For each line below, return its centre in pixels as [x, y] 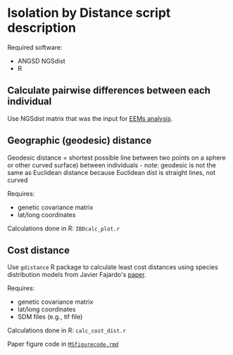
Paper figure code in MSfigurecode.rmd [63, 344]
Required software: [35, 47]
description [42, 28]
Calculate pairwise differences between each [109, 90]
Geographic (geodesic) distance [80, 141]
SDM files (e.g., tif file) [50, 317]
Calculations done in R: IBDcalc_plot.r [64, 228]
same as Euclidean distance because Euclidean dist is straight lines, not [112, 172]
